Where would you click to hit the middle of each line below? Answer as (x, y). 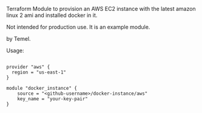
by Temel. (19, 39)
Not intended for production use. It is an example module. (78, 27)
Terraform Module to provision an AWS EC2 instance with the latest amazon (101, 9)
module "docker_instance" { (42, 88)
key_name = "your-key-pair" (52, 99)
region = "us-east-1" (39, 72)
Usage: (15, 50)
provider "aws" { (28, 67)
